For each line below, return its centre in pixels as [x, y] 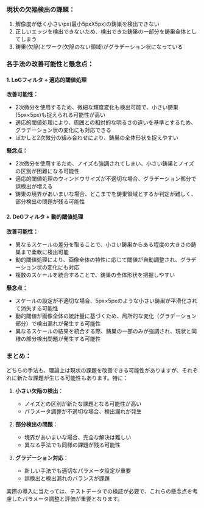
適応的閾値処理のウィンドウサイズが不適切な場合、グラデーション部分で [106, 179]
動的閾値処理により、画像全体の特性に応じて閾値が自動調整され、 [98, 259]
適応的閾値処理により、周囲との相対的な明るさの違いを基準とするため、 [106, 122]
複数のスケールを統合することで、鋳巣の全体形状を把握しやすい [95, 274]
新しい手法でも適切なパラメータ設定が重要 [78, 470]
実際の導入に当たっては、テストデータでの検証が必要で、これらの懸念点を [100, 491]
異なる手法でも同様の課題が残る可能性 [72, 445]
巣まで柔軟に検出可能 [42, 252]
